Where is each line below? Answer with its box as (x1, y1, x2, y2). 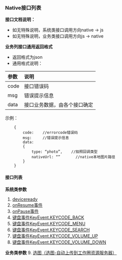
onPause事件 (12, 208, 39, 214)
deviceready (12, 196, 38, 202)
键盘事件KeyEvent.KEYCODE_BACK (12, 214, 85, 220)
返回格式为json (12, 54, 43, 60)
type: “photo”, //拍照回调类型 (31, 149, 98, 154)
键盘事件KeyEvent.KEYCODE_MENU (12, 220, 86, 226)
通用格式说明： (12, 60, 43, 66)
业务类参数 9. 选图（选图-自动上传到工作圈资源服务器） (5, 250, 117, 256)
